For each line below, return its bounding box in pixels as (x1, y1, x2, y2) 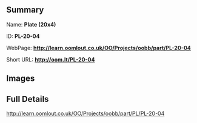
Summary (6, 5, 44, 15)
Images (6, 74, 35, 84)
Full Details (6, 93, 49, 104)
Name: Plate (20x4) (6, 20, 56, 28)
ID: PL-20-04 (6, 33, 40, 40)
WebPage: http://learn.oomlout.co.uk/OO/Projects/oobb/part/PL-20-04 (6, 44, 191, 51)
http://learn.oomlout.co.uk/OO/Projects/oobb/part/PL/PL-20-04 (6, 110, 165, 117)
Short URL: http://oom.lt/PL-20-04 (6, 55, 95, 63)
